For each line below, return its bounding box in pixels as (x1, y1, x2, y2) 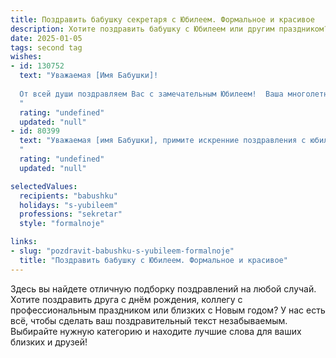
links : (10, 237, 38, 247)
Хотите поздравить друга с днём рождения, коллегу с (10, 293, 243, 305)
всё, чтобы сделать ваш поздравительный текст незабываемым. (10, 314, 288, 326)
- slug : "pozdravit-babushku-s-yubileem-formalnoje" (10, 246, 235, 256)
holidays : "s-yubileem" (19, 200, 118, 210)
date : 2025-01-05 (10, 33, 83, 43)
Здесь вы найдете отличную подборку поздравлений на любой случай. (10, 282, 317, 295)
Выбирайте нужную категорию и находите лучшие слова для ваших (10, 325, 302, 337)
